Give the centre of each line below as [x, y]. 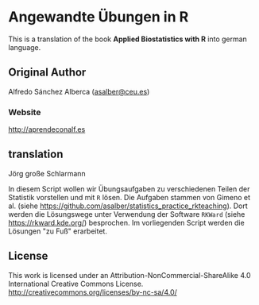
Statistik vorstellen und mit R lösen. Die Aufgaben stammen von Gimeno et [129, 197]
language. [25, 47]
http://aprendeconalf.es [47, 129]
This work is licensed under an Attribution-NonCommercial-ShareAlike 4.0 [130, 275]
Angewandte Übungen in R [99, 17]
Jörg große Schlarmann [47, 173]
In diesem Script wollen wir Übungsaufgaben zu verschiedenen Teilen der [129, 189]
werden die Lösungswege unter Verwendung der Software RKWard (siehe [127, 214]
